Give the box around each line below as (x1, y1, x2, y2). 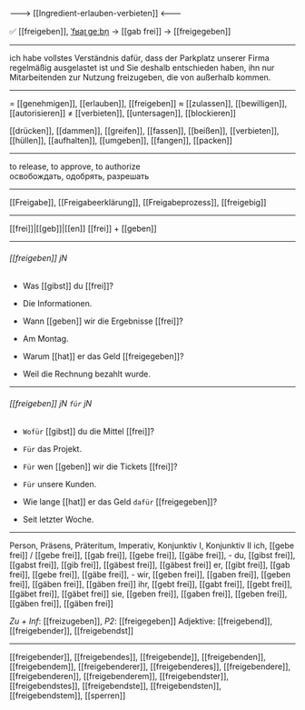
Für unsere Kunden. (22, 479, 97, 490)
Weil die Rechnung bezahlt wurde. (22, 368, 152, 380)
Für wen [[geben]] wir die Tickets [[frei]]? (22, 461, 178, 472)
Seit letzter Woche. (22, 514, 94, 525)
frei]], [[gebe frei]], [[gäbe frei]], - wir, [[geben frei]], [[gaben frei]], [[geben (9, 569, 291, 580)
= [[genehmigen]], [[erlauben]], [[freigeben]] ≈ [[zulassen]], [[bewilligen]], (9, 98, 288, 108)
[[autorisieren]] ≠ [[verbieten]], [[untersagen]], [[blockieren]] (9, 108, 236, 118)
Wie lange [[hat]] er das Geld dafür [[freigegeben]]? (22, 496, 218, 507)
